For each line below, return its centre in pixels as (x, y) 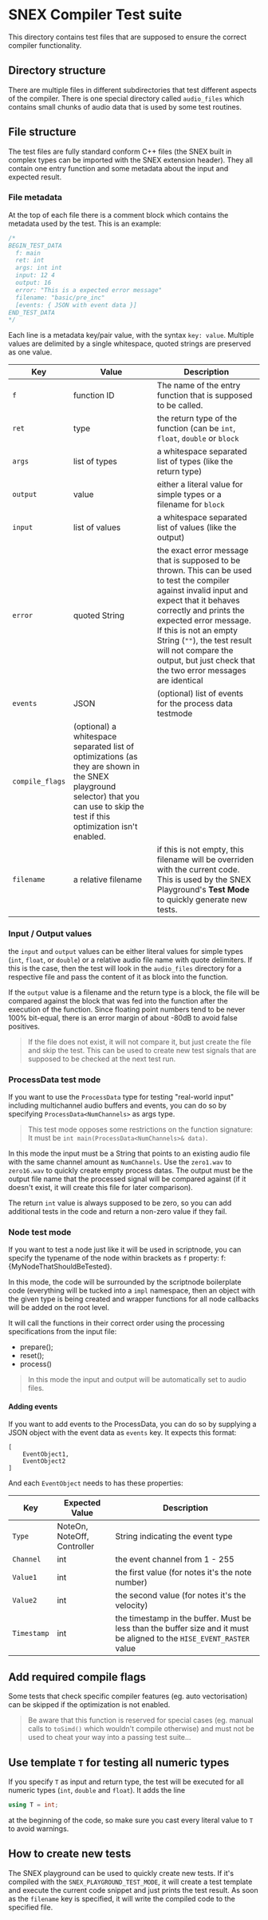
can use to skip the (109, 807)
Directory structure (57, 71)
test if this (91, 816)
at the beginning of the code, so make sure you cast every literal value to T (131, 1820)
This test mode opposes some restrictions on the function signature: (140, 1129)
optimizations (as (105, 756)
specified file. (31, 1907)
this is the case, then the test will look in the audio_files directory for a (125, 968)
